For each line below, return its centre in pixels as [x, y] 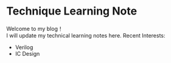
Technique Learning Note [72, 11]
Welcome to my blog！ [35, 28]
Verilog [24, 47]
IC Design [27, 53]
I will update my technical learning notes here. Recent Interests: [86, 35]
